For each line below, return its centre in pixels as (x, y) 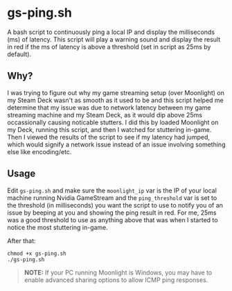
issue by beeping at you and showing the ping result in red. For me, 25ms (112, 213)
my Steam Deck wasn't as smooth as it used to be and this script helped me (115, 100)
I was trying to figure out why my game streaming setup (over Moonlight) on (116, 92)
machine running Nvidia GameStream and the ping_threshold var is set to (112, 198)
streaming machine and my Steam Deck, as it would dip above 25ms (105, 115)
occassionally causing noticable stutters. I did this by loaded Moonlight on (113, 122)
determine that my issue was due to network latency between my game (109, 107)
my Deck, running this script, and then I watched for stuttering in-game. (109, 129)
